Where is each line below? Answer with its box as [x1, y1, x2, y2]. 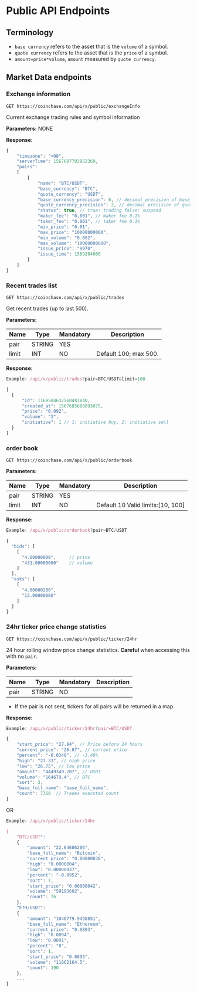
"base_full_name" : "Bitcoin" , [27, 850, 101, 857]
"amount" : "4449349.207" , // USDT [16, 769, 101, 774]
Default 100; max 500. [96, 350, 159, 358]
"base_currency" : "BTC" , [37, 186, 98, 192]
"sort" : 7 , [27, 878, 54, 884]
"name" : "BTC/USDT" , [37, 180, 88, 186]
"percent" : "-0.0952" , [27, 872, 83, 878]
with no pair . [6, 653, 38, 660]
